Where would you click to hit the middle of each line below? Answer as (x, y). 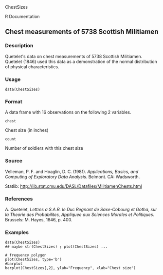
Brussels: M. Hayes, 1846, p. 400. (39, 219)
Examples (17, 232)
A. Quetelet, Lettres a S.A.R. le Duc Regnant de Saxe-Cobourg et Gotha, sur (81, 209)
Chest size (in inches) (27, 130)
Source (14, 161)
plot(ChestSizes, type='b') (34, 260)
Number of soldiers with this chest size (44, 148)
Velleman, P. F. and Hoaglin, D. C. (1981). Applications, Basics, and (72, 171)
